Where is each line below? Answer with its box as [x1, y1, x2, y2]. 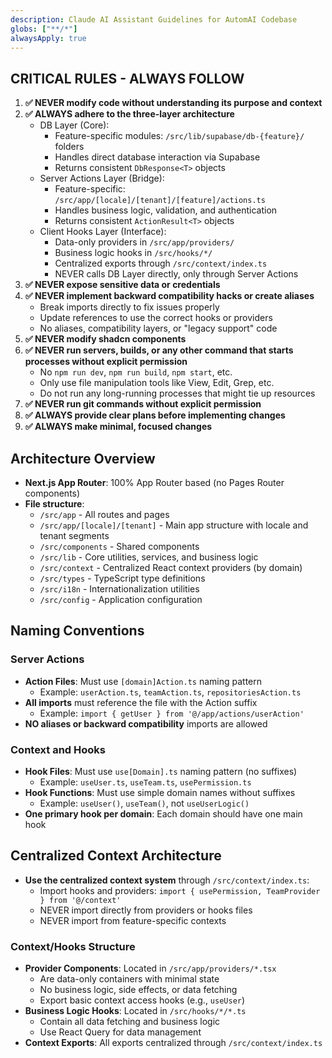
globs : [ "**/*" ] [10, 24, 78, 34]
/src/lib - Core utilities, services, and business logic [39, 551, 259, 563]
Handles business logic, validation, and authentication [54, 204, 278, 216]
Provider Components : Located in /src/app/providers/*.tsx [24, 962, 277, 975]
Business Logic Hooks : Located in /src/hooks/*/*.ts [24, 1005, 247, 1017]
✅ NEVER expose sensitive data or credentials [24, 279, 221, 291]
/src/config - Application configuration [39, 594, 203, 605]
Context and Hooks [10, 742, 106, 756]
